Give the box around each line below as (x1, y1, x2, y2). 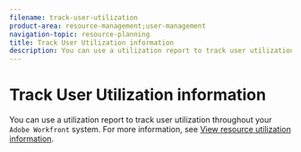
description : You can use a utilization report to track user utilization (9, 46, 295, 55)
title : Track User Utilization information (9, 38, 175, 47)
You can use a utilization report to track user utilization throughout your (9, 114, 272, 125)
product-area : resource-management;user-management (9, 21, 206, 30)
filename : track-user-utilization (9, 13, 139, 22)
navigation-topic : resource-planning (9, 30, 150, 38)
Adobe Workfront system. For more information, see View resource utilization (9, 124, 291, 135)
